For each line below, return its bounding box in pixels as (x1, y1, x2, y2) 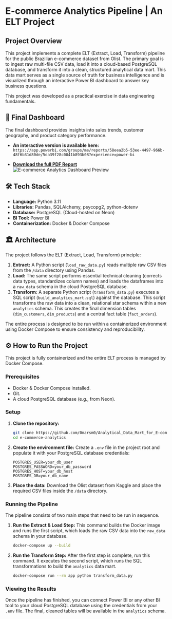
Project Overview (5, 36, 62, 45)
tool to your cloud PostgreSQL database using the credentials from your (5, 602, 158, 608)
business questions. (5, 83, 48, 89)
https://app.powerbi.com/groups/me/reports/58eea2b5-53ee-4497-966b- (12, 147, 165, 153)
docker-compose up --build (12, 542, 71, 548)
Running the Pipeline (5, 500, 58, 508)
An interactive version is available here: (12, 142, 99, 148)
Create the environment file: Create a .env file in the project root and (12, 444, 160, 451)
